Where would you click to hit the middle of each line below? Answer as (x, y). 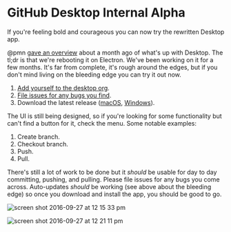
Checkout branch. (43, 144)
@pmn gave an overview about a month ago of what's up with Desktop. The (115, 52)
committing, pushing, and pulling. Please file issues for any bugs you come (113, 179)
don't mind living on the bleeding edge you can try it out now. (94, 75)
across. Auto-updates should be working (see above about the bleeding (109, 186)
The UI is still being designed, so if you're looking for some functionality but (114, 116)
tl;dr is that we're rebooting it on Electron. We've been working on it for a (110, 59)
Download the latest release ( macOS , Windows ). (86, 102)
